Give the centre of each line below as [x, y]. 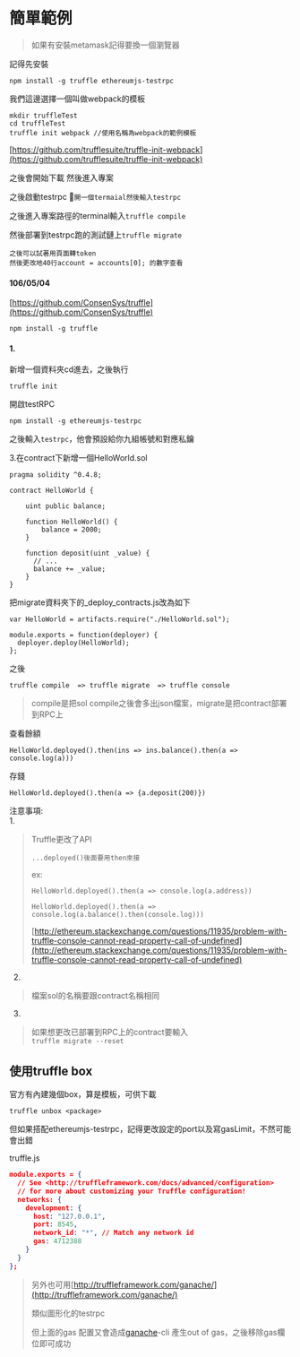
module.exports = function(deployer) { [84, 635]
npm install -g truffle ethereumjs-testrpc [92, 81]
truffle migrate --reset [77, 1042]
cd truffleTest [38, 123]
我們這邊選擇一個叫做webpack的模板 [77, 99]
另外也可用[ [52, 1284]
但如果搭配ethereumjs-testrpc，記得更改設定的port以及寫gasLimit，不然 [142, 1129]
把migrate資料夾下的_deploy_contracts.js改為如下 [100, 602]
